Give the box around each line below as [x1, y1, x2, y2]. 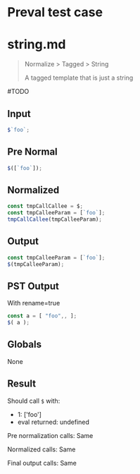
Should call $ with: [7, 396, 61, 405]
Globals [7, 339, 42, 351]
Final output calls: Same [7, 458, 77, 467]
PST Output [7, 280, 60, 292]
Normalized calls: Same [7, 445, 76, 454]
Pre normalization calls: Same [7, 431, 94, 439]
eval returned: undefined [17, 418, 90, 426]
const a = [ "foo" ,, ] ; [7, 312, 77, 320]
